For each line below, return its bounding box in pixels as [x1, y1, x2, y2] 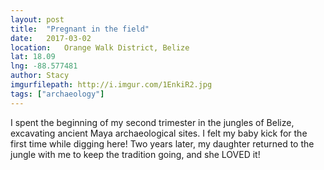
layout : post [10, 14, 65, 25]
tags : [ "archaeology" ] [10, 89, 105, 99]
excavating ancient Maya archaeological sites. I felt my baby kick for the [10, 127, 308, 139]
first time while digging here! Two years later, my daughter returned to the [10, 137, 315, 150]
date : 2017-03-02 [10, 33, 92, 43]
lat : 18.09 [10, 52, 56, 62]
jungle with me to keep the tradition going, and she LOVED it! [10, 148, 261, 160]
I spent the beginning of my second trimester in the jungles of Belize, [10, 116, 295, 128]
